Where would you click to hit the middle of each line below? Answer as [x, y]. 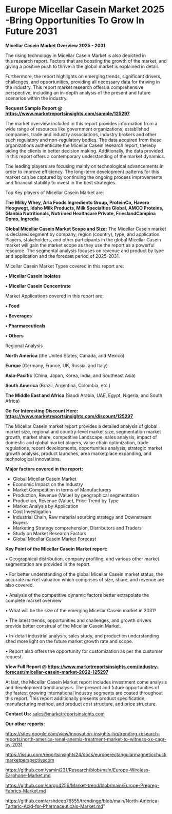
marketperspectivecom [30, 760]
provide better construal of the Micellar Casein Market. [63, 626]
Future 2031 [31, 31]
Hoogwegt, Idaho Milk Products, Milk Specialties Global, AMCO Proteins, [84, 208]
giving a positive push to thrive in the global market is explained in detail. [82, 66]
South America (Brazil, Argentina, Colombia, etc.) [58, 385]
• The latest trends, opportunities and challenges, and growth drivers [78, 620]
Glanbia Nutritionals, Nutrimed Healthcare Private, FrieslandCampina [81, 213]
